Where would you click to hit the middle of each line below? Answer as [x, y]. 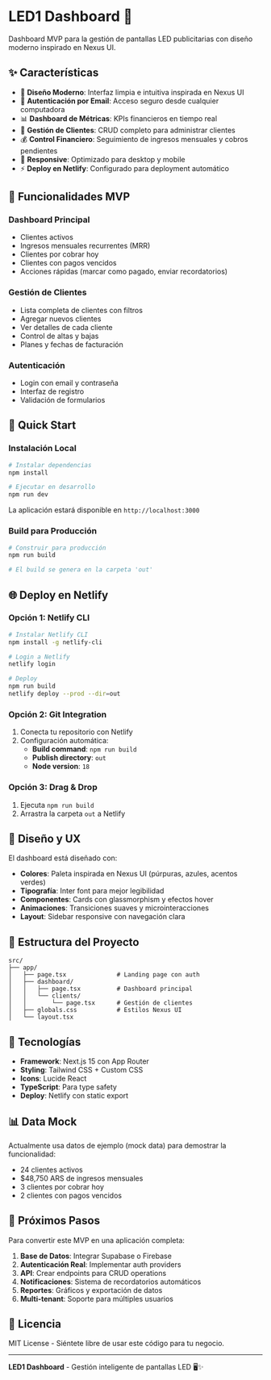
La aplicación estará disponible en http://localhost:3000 [104, 510]
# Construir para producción [57, 548]
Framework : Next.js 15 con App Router [84, 1061]
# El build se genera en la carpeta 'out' [81, 570]
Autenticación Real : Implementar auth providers [100, 1264]
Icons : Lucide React [53, 1078]
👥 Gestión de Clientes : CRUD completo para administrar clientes [127, 130]
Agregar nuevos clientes [60, 319]
